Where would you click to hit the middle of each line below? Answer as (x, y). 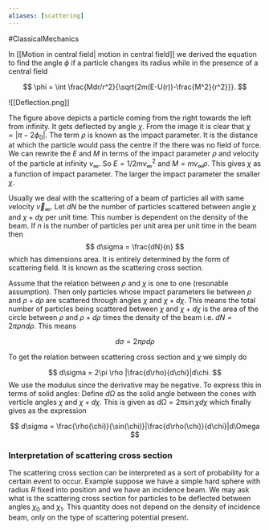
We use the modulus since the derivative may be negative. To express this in (135, 385)
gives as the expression (47, 411)
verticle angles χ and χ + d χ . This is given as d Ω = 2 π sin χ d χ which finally (130, 402)
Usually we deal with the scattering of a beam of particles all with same (126, 198)
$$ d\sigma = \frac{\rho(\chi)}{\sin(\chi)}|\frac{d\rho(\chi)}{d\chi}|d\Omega (135, 426)
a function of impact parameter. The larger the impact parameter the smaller (134, 174)
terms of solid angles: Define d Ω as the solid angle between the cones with (132, 393)
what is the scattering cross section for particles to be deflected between (130, 498)
